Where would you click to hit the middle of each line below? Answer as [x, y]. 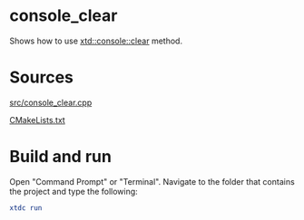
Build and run [60, 157]
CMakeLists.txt [37, 120]
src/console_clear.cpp [51, 102]
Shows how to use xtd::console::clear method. [96, 41]
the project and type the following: [74, 191]
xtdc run [26, 208]
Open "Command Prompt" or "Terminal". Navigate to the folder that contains [152, 181]
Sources [42, 77]
